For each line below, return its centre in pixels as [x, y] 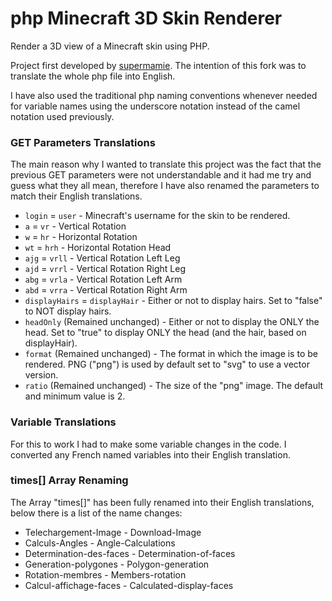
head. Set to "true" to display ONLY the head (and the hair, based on [165, 333]
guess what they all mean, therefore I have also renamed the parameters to [165, 186]
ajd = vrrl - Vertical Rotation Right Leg [105, 269]
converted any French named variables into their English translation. [150, 454]
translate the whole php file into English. [93, 76]
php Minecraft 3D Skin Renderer [146, 18]
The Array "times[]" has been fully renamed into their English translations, [162, 502]
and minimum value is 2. [75, 396]
